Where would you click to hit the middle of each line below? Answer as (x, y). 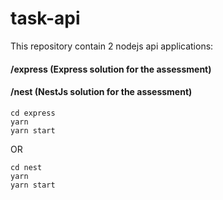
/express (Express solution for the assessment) (111, 69)
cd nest (26, 167)
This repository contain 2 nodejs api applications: (112, 46)
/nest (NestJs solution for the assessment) (101, 92)
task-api (45, 18)
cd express (33, 113)
